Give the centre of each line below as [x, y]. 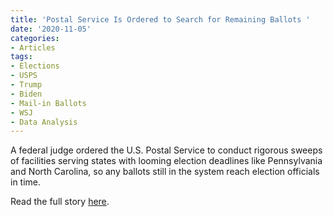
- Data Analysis [44, 122]
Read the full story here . [60, 202]
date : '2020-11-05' [51, 29]
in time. [26, 182]
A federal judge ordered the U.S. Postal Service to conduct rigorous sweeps [166, 150]
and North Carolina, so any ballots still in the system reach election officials [165, 172]
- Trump [26, 85]
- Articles [33, 47]
